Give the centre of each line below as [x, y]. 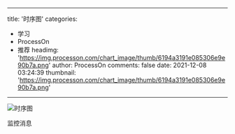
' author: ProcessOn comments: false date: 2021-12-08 [128, 65]
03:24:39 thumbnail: [47, 73]
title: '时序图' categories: [43, 19]
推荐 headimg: [38, 50]
